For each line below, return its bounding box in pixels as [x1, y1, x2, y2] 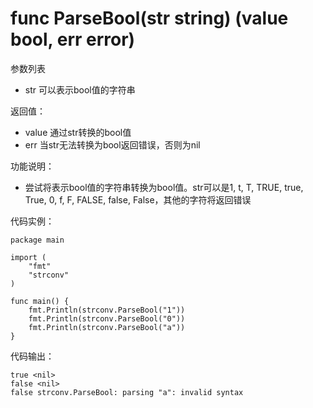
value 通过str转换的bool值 [24, 126, 132, 138]
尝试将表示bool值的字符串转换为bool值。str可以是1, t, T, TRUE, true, [24, 181, 304, 193]
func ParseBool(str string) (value [10, 7, 289, 30]
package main [10, 235, 65, 245]
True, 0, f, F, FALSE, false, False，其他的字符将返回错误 [24, 193, 252, 206]
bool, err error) [10, 28, 136, 51]
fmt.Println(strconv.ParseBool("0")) [28, 313, 186, 324]
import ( [10, 252, 47, 262]
